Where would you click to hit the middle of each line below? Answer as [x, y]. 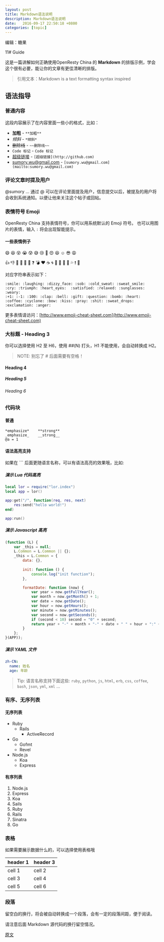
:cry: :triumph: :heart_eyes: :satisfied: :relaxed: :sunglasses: [75, 288]
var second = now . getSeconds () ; [64, 615]
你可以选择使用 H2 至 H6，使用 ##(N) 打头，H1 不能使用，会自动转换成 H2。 [82, 346]
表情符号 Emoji [22, 212]
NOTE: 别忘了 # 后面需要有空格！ [50, 356]
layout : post [18, 10]
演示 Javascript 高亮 [26, 530]
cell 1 [14, 870]
